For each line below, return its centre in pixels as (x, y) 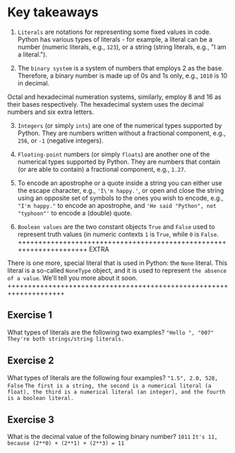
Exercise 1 (30, 315)
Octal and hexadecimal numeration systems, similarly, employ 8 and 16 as (114, 97)
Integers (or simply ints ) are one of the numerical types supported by (120, 125)
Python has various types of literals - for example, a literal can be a (115, 39)
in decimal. (34, 83)
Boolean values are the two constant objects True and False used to (116, 226)
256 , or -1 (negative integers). (60, 140)
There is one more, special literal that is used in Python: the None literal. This (117, 263)
